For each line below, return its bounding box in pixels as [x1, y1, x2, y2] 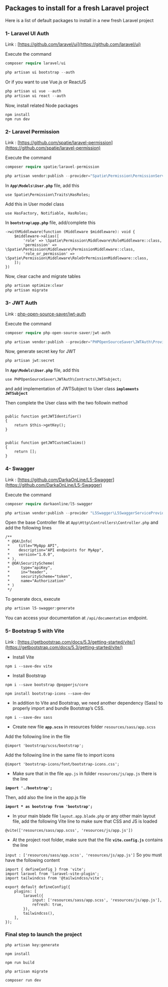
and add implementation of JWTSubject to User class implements [5, 386, 139, 392]
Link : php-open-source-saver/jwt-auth [5, 311, 86, 317]
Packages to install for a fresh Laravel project [5, 4, 149, 13]
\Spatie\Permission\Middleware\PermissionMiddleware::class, [5, 247, 135, 252]
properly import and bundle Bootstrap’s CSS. [12, 705, 105, 711]
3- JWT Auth [5, 299, 37, 306]
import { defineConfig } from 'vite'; [5, 866, 86, 872]
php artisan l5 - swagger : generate [5, 606, 75, 611]
